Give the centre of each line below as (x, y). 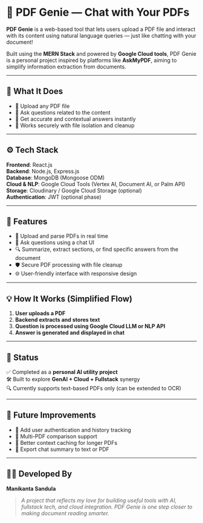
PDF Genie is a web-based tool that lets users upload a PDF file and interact (101, 29)
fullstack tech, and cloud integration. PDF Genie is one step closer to (107, 507)
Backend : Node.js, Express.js (43, 171)
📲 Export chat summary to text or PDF (62, 449)
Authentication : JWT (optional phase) (54, 197)
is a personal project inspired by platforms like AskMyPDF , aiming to (92, 60)
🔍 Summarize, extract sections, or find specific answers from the (97, 249)
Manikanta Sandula (31, 488)
